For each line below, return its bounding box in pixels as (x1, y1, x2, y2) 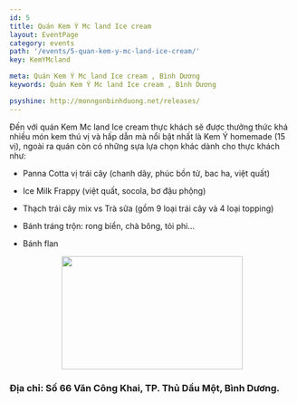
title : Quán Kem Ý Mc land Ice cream (9, 22, 152, 31)
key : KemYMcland (9, 55, 71, 64)
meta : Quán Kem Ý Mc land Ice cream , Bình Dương (9, 72, 201, 82)
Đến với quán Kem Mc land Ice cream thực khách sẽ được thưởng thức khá (9, 121, 288, 132)
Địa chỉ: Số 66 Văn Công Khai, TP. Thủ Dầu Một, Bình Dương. (9, 381, 281, 394)
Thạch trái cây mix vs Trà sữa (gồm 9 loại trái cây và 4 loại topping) (22, 203, 274, 214)
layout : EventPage (9, 30, 79, 39)
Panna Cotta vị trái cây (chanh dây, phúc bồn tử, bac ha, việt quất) (22, 168, 270, 178)
